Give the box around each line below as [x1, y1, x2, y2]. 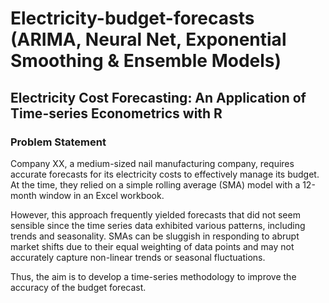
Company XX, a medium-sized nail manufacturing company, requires [10, 157, 295, 169]
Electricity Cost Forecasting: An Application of [10, 89, 307, 106]
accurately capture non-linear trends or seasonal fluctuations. [10, 251, 266, 263]
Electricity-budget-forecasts [10, 7, 255, 30]
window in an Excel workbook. [38, 189, 165, 201]
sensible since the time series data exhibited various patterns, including [10, 219, 306, 231]
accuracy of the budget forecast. [10, 281, 147, 293]
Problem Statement [10, 135, 107, 149]
